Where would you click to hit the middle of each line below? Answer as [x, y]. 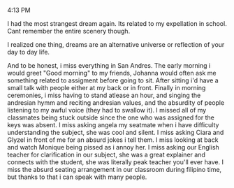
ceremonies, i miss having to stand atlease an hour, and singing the [104, 95]
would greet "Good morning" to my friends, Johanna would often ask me [112, 73]
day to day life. [29, 52]
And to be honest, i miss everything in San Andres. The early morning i [109, 65]
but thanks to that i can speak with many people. [77, 177]
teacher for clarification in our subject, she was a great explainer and [107, 154]
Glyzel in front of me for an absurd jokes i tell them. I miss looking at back [113, 140]
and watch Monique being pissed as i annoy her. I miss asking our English [114, 147]
